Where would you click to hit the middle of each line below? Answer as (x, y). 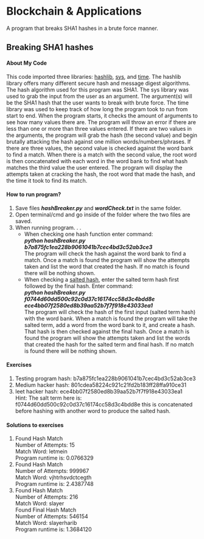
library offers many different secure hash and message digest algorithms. (98, 83)
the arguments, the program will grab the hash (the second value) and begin (102, 135)
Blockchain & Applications (74, 11)
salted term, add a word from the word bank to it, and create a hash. (110, 324)
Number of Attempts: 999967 (52, 471)
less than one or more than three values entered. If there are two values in (99, 128)
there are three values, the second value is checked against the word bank (100, 148)
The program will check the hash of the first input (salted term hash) (110, 312)
